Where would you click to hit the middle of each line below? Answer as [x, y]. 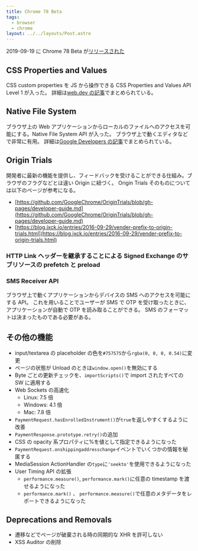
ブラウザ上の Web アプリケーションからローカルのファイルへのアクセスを [96, 126]
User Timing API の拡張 [43, 471]
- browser [23, 22]
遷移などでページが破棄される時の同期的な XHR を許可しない [89, 535]
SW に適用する [33, 382]
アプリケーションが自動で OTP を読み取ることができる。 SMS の [85, 310]
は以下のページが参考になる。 [42, 190]
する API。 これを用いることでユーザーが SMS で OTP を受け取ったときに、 [98, 302]
